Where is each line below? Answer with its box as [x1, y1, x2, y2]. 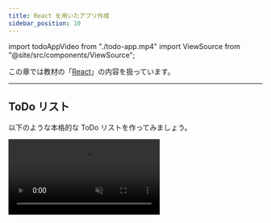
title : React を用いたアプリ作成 [8, 11, 110, 20]
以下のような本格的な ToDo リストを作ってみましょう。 [8, 122, 192, 133]
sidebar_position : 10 [8, 19, 81, 27]
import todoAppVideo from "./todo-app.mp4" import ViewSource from [8, 41, 240, 51]
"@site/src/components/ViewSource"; [8, 50, 135, 60]
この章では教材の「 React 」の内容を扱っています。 [8, 66, 175, 76]
